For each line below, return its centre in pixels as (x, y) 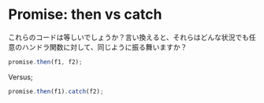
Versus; (20, 77)
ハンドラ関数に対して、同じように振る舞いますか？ (104, 47)
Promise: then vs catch (86, 15)
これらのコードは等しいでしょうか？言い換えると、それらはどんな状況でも (129, 37)
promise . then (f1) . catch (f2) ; (56, 91)
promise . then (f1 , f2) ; (45, 62)
